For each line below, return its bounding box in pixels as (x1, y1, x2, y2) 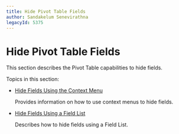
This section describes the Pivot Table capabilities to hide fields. (6, 64, 162, 71)
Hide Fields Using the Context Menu (14, 87, 103, 94)
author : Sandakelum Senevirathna (6, 14, 89, 20)
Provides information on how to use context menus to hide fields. (14, 98, 174, 106)
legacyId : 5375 (6, 19, 44, 25)
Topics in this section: (6, 76, 60, 83)
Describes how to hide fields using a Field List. (14, 121, 128, 128)
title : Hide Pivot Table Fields (6, 8, 86, 15)
